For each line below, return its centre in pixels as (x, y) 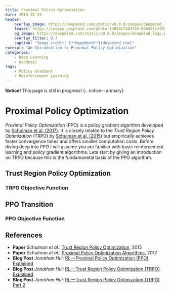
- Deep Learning (32, 57)
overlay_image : (30, 24)
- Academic (26, 62)
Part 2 (19, 285)
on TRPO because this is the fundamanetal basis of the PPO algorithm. (79, 157)
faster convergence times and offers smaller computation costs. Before (79, 141)
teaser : (22, 29)
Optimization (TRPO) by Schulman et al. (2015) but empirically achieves (80, 136)
